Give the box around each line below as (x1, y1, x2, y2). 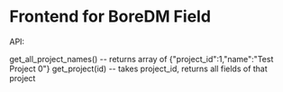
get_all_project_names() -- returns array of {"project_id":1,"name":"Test (9, 53, 274, 64)
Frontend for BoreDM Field (9, 6, 212, 27)
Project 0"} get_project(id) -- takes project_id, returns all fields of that (9, 63, 268, 74)
